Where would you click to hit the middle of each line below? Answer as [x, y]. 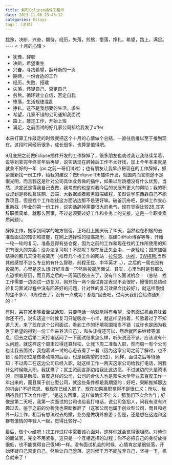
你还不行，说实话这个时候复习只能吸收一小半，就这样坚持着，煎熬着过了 [81, 318]
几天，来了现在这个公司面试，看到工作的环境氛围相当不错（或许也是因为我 [88, 325]
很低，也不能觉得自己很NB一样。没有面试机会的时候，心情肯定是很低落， [82, 444]
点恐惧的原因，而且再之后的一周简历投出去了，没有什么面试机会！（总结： [84, 275]
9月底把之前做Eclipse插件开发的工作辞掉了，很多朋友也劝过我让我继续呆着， [86, 156]
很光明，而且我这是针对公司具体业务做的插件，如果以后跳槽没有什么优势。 [84, 181]
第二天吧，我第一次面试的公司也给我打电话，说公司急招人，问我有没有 [88, 402]
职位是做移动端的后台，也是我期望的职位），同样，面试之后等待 [89, 357]
